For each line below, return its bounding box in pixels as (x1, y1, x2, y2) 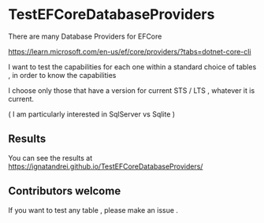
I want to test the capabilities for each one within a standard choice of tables (8, 61, 257, 72)
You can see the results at (8, 153, 93, 162)
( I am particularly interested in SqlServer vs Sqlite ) (8, 109, 176, 119)
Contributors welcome (8, 184, 121, 198)
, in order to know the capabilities (8, 70, 117, 80)
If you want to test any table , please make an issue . (8, 205, 179, 214)
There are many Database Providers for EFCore (8, 32, 162, 41)
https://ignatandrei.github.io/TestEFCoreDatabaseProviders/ (8, 162, 203, 171)
